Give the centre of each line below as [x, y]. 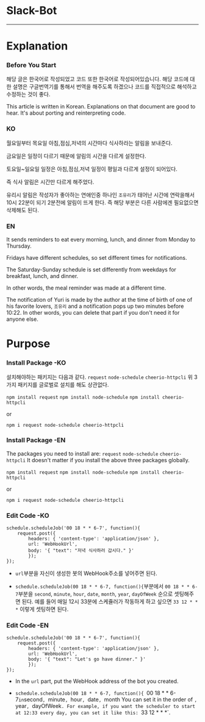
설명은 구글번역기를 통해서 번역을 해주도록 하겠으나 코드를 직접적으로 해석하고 [105, 87]
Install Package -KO [36, 363]
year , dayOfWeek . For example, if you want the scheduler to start [105, 706]
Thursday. [19, 246]
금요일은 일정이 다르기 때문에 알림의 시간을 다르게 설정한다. [76, 155]
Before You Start [31, 65]
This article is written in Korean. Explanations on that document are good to [101, 107]
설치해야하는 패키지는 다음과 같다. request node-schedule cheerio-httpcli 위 [100, 377]
